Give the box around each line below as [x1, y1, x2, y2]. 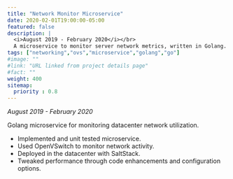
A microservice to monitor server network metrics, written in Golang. [13, 43, 227, 50]
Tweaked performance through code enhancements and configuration [17, 157, 221, 165]
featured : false [7, 23, 55, 30]
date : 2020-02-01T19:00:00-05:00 [7, 17, 105, 24]
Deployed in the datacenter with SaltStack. [17, 150, 141, 158]
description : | [7, 29, 52, 37]
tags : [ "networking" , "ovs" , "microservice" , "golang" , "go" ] [7, 50, 180, 57]
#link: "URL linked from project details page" [7, 62, 149, 69]
